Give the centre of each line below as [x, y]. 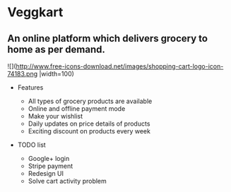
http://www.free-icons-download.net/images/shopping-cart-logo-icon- [120, 66]
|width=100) [56, 74]
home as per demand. [57, 49]
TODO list [31, 145]
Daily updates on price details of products [89, 124]
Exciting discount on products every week [89, 131]
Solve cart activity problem [67, 181]
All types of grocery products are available [90, 101]
